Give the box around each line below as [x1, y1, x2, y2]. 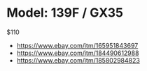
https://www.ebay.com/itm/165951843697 [16, 41, 139, 49]
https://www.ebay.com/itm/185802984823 [16, 56, 141, 64]
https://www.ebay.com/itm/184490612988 [16, 49, 139, 57]
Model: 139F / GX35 [6, 5, 124, 21]
